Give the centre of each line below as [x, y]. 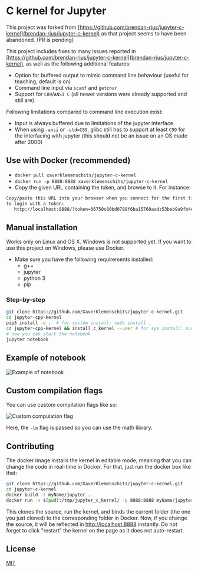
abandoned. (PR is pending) [40, 40]
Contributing [30, 446]
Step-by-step [26, 300]
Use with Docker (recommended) [68, 161]
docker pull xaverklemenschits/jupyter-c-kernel [75, 175]
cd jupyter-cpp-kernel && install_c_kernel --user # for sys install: [95, 329]
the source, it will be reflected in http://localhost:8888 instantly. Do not [92, 524]
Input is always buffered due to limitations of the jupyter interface [94, 123]
